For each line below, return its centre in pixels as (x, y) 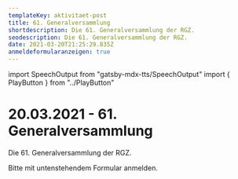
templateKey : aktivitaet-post (58, 15)
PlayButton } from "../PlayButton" (61, 82)
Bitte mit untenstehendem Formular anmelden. (83, 168)
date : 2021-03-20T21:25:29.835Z (61, 45)
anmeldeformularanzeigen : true (59, 52)
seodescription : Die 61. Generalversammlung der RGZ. (98, 37)
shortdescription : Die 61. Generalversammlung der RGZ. (101, 30)
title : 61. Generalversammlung (59, 23)
